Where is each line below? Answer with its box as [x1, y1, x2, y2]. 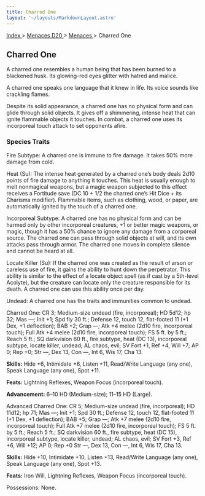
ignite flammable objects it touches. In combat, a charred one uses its [6, 116, 183, 123]
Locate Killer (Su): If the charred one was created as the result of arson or [6, 259, 193, 266]
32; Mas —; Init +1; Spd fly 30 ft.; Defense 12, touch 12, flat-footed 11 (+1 [6, 315, 188, 323]
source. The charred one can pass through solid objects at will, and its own [6, 234, 196, 242]
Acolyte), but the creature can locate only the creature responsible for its [6, 278, 191, 286]
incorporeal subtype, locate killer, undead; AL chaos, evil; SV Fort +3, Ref [6, 435, 191, 443]
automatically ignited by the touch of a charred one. [6, 202, 137, 210]
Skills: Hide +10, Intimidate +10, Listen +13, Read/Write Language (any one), [6, 453, 198, 461]
